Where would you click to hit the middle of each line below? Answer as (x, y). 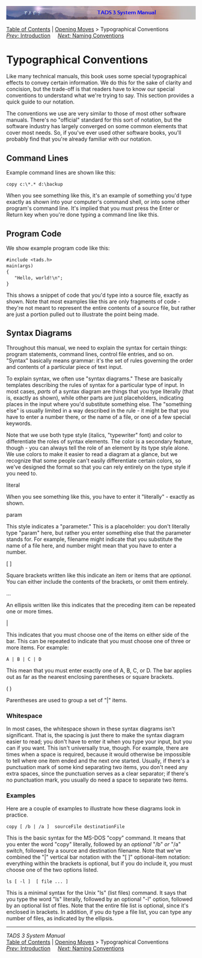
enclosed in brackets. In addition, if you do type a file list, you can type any (99, 912)
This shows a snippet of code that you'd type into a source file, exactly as (98, 295)
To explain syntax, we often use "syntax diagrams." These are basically (94, 379)
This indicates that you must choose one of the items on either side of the (98, 634)
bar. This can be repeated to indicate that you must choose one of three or (99, 641)
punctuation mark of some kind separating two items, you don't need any (97, 767)
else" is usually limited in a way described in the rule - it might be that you (98, 410)
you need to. (22, 473)
